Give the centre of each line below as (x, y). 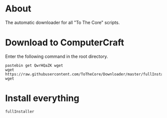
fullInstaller (20, 112)
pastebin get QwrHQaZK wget (34, 65)
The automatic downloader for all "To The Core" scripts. (63, 22)
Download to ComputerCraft (65, 43)
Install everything (42, 98)
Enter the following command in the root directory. (57, 56)
